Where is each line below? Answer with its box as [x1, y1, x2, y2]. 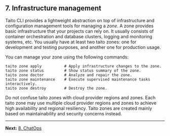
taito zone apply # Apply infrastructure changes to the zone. [5, 63, 162, 69]
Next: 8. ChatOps [5, 125, 42, 131]
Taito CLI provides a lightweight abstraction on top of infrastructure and [5, 17, 155, 23]
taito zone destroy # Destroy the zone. [5, 86, 108, 91]
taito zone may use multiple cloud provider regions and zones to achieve [5, 100, 157, 106]
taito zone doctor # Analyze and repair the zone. [5, 73, 133, 78]
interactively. [5, 81, 37, 86]
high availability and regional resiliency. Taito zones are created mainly [5, 105, 152, 111]
